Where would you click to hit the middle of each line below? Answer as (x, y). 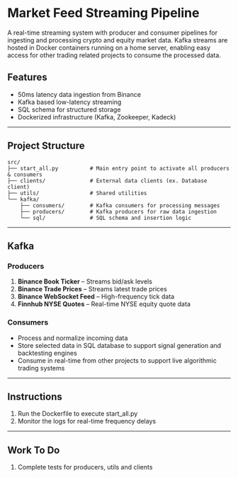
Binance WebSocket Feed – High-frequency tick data (96, 297)
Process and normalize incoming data (73, 338)
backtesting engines (47, 353)
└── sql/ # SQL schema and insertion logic (106, 218)
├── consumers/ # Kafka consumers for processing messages (120, 205)
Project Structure (46, 146)
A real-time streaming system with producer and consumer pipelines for (113, 33)
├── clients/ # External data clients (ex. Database (107, 181)
